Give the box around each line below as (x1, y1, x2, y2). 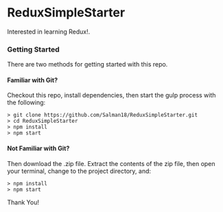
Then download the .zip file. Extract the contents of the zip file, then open (7, 159, 215, 167)
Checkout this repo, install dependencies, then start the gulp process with (7, 91, 216, 99)
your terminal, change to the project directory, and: (7, 167, 152, 175)
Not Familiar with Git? (7, 144, 70, 152)
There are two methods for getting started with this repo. (7, 60, 168, 69)
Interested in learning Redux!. (7, 27, 91, 36)
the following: (7, 98, 46, 107)
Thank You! (7, 198, 40, 207)
